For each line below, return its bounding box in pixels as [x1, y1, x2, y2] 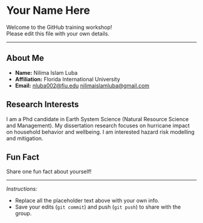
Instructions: [6, 185, 37, 193]
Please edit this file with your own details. [6, 30, 110, 37]
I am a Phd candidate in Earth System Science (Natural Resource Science [6, 115, 189, 122]
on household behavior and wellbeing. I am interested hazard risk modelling [6, 128, 195, 136]
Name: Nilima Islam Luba [14, 69, 78, 76]
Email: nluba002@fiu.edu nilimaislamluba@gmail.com [14, 82, 150, 89]
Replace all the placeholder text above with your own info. [14, 197, 159, 204]
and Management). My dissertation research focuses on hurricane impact [6, 122, 190, 129]
